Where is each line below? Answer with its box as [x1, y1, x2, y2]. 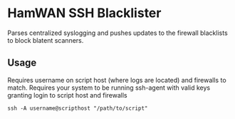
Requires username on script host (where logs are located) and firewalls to [7, 76, 226, 84]
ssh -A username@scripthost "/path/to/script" [7, 105, 148, 112]
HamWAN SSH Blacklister [7, 5, 162, 21]
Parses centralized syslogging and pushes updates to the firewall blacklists [7, 29, 228, 37]
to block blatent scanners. [7, 36, 84, 44]
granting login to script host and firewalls [7, 90, 128, 99]
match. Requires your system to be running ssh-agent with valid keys [7, 83, 211, 92]
